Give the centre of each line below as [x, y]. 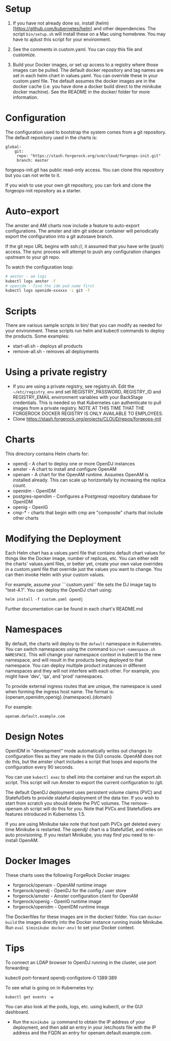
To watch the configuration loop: [40, 267]
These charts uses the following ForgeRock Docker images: [68, 875]
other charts [26, 518]
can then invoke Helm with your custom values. [55, 575]
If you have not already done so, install [53, 23]
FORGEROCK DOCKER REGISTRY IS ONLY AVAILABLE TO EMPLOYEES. [88, 414]
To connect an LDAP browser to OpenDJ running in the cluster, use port [81, 962]
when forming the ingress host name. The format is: [60, 692]
